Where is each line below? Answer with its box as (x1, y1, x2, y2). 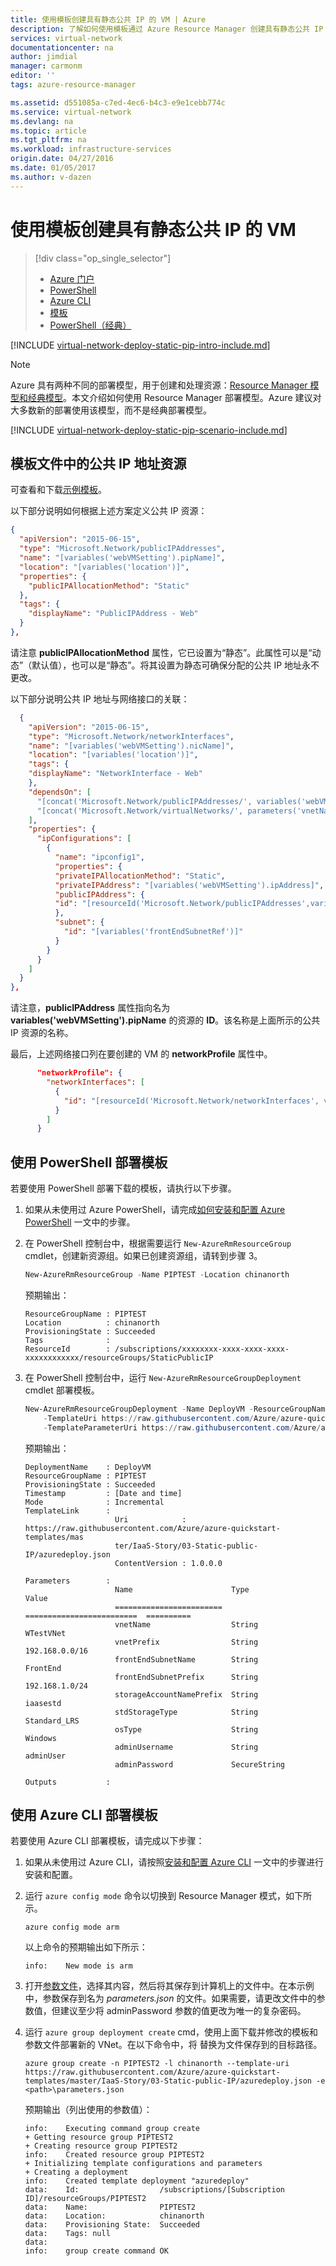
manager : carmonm (10, 61, 83, 71)
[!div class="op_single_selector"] (34, 252, 172, 264)
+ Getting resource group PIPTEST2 (24, 2132, 174, 2143)
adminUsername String (114, 1742, 259, 1752)
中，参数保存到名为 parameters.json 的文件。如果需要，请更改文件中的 (24, 1992, 317, 2005)
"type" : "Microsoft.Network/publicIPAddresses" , (19, 544, 226, 554)
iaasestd (24, 1698, 62, 1708)
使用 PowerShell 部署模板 (10, 1154, 168, 1171)
